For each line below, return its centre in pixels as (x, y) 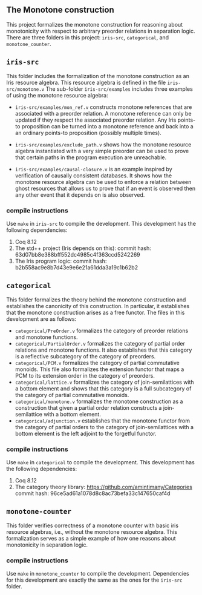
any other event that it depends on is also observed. (80, 195)
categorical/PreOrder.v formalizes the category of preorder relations (102, 330)
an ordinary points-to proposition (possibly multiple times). (88, 133)
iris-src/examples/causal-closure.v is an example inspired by (93, 169)
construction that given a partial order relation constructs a (88, 407)
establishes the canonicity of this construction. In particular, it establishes (98, 306)
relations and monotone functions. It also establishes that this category (103, 350)
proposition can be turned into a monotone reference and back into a (107, 126)
